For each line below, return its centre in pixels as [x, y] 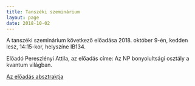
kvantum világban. [29, 65]
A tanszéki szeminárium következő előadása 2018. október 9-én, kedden [97, 41]
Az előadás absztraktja [35, 77]
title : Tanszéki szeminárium [43, 12]
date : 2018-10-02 [28, 23]
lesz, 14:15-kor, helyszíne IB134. [46, 47]
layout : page [23, 18]
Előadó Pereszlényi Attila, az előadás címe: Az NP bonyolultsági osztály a [98, 59]
